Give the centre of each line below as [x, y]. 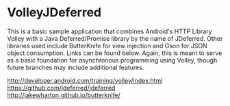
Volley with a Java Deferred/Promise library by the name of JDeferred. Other [115, 38]
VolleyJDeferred [54, 13]
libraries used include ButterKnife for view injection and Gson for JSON [107, 46]
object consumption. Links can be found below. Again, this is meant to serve [115, 53]
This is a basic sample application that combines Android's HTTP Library [110, 31]
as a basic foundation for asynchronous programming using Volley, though [112, 60]
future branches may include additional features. [76, 67]
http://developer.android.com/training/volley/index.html [85, 80]
